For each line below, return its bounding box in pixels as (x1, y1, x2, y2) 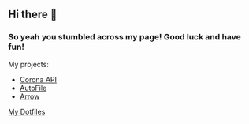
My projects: (8, 59, 49, 69)
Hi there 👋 (8, 8, 58, 21)
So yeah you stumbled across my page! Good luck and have (8, 32, 242, 43)
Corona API (19, 74, 58, 84)
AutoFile (19, 83, 47, 92)
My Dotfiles (8, 107, 46, 116)
